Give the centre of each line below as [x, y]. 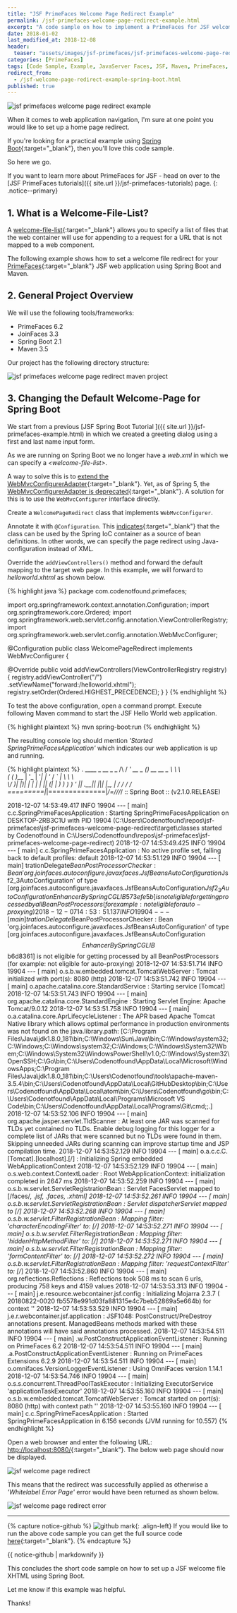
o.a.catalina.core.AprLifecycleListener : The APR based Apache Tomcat [111, 1016]
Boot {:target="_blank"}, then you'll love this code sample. [91, 148]
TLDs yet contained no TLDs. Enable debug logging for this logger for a [111, 1129]
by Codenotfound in [36, 835]
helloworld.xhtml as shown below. [56, 577]
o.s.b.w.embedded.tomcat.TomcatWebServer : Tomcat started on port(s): [114, 1398]
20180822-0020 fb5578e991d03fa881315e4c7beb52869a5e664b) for [109, 1301]
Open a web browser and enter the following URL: [80, 1442]
